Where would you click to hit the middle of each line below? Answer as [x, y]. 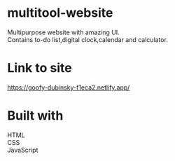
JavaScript [23, 150]
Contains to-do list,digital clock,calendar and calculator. [87, 39]
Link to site [40, 68]
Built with [35, 116]
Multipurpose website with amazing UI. [64, 32]
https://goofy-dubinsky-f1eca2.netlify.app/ [69, 87]
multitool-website [60, 13]
